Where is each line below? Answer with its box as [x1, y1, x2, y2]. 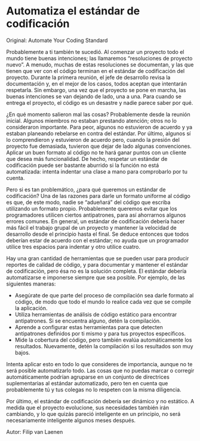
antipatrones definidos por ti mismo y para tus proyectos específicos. [14, 330, 186, 337]
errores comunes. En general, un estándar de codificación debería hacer [6, 217, 185, 225]
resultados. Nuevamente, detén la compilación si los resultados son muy [14, 342, 193, 349]
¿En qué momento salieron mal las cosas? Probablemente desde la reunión [6, 111, 190, 118]
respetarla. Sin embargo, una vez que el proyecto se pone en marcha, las [6, 86, 186, 93]
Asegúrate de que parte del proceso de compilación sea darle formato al [14, 291, 194, 299]
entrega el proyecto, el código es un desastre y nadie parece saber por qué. [6, 99, 193, 106]
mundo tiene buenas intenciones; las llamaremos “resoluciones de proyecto [6, 54, 193, 62]
